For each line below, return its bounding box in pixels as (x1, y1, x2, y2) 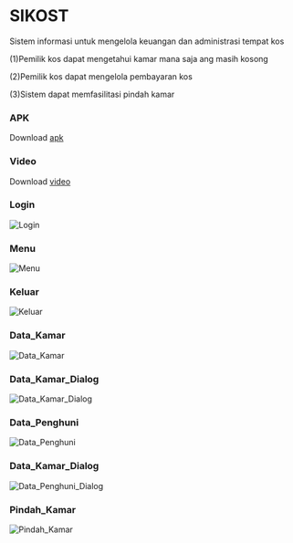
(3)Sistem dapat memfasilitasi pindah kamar (9, 89, 175, 99)
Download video (9, 175, 71, 187)
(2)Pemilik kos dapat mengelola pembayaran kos (9, 70, 194, 82)
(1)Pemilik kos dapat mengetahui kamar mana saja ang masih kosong (9, 53, 269, 64)
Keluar (9, 286, 39, 298)
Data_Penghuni (9, 416, 79, 429)
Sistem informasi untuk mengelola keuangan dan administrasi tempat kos (9, 36, 285, 47)
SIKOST (9, 5, 69, 26)
